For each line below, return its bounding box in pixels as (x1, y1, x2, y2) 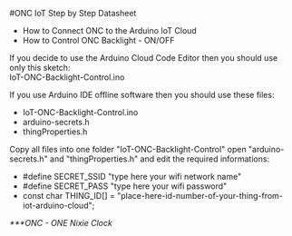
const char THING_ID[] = (22, 191, 116, 201)
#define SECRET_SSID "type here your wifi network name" (22, 172, 242, 182)
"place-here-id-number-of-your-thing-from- (116, 191, 284, 201)
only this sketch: (9, 63, 71, 73)
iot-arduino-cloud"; (22, 200, 95, 211)
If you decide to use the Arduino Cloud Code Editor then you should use (9, 53, 278, 63)
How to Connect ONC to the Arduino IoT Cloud (22, 25, 197, 35)
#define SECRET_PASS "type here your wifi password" (22, 181, 228, 192)
